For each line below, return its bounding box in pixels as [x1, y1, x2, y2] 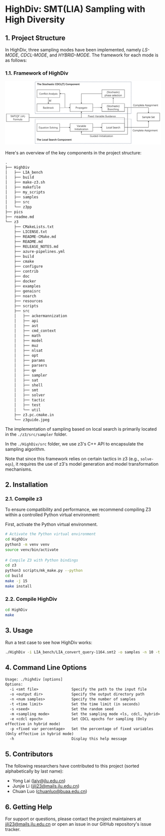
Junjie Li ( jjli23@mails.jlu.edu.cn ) [12, 783, 80, 789]
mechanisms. [5, 466, 33, 472]
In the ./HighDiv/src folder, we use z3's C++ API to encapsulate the [5, 441, 144, 446]
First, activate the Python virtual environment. [5, 521, 98, 528]
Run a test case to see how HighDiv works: [5, 639, 92, 645]
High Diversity [5, 14, 65, 25]
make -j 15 [5, 579, 28, 584]
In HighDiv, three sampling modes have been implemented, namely [5, 47, 142, 52]
